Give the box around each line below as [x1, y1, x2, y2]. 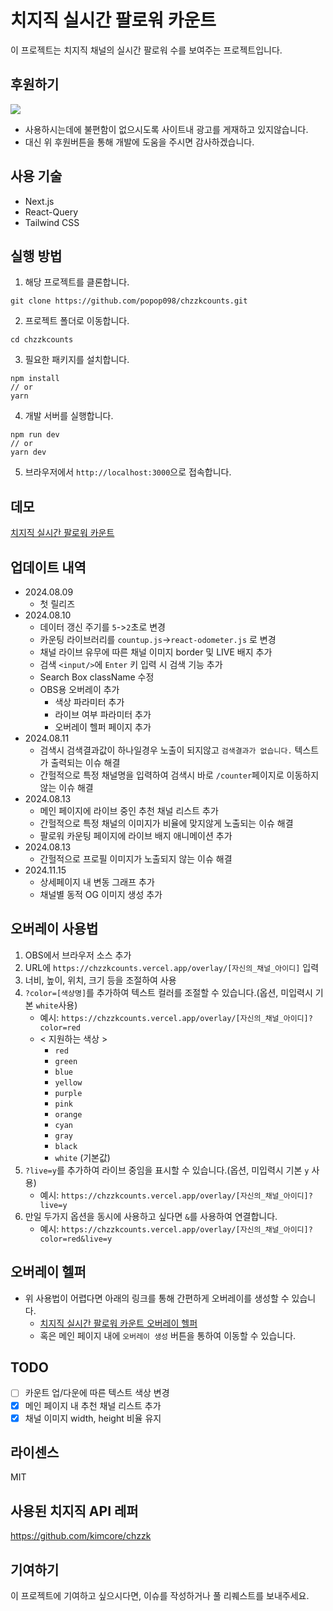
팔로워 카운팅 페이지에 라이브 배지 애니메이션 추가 [39, 830, 233, 841]
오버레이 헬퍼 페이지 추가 [54, 721, 152, 733]
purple [54, 1088, 83, 1098]
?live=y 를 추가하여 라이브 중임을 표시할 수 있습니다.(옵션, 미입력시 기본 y [24, 1164, 310, 1176]
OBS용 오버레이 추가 [39, 684, 120, 695]
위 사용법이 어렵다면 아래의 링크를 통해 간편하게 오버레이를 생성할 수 [24, 1292, 290, 1304]
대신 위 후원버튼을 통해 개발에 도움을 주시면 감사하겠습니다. [24, 136, 255, 148]
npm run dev [10, 430, 60, 440]
